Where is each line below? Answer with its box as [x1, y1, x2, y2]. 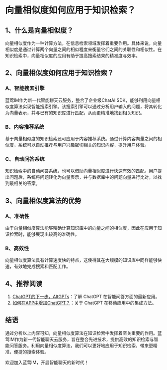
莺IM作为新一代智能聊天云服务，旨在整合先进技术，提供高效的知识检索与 [5, 336, 154, 342]
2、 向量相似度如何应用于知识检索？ [5, 68, 114, 77]
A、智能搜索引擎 [5, 85, 45, 92]
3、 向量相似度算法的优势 [5, 196, 82, 205]
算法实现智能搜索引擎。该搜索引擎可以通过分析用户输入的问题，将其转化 [13, 103, 162, 109]
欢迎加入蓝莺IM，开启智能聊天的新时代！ [5, 359, 89, 365]
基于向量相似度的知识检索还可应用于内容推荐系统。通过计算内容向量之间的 [5, 135, 158, 141]
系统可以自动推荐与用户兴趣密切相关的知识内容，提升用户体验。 [18, 142, 149, 148]
